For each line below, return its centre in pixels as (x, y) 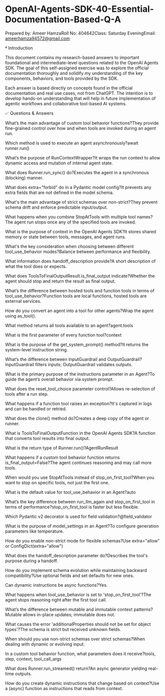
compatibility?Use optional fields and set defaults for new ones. (70, 575)
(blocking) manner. (24, 178)
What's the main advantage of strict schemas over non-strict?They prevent (81, 202)
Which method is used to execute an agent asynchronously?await (72, 143)
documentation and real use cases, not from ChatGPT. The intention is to (79, 93)
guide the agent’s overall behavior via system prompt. (60, 379)
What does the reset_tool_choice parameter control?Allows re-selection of (80, 389)
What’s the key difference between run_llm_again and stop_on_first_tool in (80, 502)
